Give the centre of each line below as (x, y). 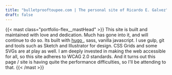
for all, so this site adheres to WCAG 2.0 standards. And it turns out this (80, 56)
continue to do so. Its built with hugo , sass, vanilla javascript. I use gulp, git (85, 40)
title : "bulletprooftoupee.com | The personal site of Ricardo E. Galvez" (87, 10)
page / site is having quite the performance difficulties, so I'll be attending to (86, 62)
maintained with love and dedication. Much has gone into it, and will (77, 35)
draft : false (19, 15)
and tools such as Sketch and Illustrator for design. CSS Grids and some (81, 45)
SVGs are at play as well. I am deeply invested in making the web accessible (86, 51)
